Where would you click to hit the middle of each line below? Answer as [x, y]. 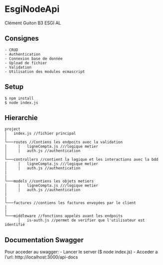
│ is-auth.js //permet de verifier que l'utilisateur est [81, 220]
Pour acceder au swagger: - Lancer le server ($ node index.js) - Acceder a [81, 252]
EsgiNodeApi [32, 9]
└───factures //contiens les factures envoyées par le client [70, 203]
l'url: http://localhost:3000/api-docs [41, 257]
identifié [15, 225]
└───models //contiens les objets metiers [49, 181]
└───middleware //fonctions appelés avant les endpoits [64, 216]
